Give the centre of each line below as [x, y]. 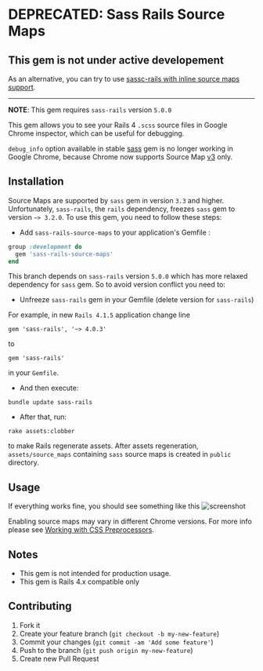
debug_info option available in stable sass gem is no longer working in [121, 148]
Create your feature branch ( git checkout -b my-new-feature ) [119, 633]
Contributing [40, 606]
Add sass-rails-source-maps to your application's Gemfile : [115, 232]
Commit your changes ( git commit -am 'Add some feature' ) [116, 642]
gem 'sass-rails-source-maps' [64, 254]
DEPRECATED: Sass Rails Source [117, 15]
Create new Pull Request [59, 658]
